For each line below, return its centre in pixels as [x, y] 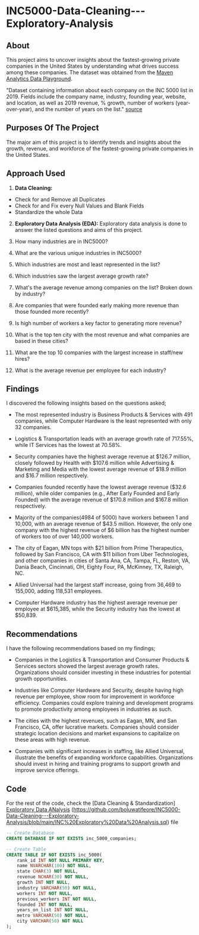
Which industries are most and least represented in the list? [87, 264]
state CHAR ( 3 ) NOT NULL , [48, 871]
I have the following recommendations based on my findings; [81, 648]
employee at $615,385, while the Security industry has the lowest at [97, 609]
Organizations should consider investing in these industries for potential [103, 672]
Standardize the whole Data [49, 212]
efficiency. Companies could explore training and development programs [104, 703]
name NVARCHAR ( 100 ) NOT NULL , [54, 866]
